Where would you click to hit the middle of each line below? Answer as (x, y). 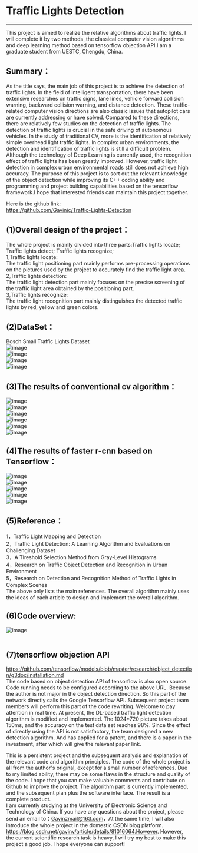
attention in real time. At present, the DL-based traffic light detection (89, 713)
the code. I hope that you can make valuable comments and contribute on (96, 781)
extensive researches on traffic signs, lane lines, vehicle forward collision (95, 98)
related (15, 111)
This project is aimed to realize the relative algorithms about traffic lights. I (96, 32)
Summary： (28, 72)
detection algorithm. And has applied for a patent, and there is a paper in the (99, 738)
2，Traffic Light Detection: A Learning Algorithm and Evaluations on (88, 543)
